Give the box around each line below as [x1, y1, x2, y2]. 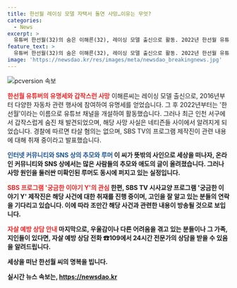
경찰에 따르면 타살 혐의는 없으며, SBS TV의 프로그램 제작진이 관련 [33, 126, 214, 135]
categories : [7, 17, 42, 24]
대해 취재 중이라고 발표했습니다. [14, 136, 102, 144]
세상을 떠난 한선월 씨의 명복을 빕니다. [7, 257, 108, 265]
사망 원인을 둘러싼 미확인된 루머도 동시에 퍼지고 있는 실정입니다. [7, 168, 181, 176]
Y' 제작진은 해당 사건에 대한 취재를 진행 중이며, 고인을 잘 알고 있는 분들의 [20, 192, 217, 200]
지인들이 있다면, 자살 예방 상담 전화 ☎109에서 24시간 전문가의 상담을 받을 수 [7, 234, 215, 242]
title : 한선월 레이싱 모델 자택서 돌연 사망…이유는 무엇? [7, 10, 152, 18]
